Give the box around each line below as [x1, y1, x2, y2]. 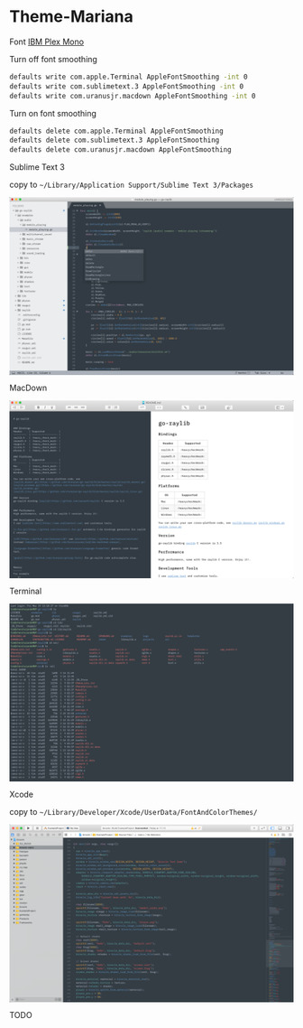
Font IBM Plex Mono [9, 36, 84, 47]
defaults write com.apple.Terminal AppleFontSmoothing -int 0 [9, 72, 248, 81]
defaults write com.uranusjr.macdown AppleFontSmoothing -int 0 [9, 91, 256, 100]
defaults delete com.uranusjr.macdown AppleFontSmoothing [9, 145, 232, 154]
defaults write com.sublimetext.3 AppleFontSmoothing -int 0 [9, 81, 244, 91]
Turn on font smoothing [9, 107, 97, 118]
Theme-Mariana [9, 6, 133, 27]
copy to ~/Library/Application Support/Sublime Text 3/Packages [9, 179, 254, 191]
